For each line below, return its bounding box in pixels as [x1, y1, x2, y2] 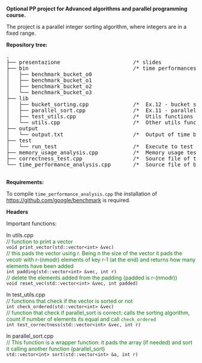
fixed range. [6, 29, 36, 37]
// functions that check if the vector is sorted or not [6, 297, 133, 305]
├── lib [6, 95, 29, 102]
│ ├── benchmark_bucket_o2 [6, 83, 92, 90]
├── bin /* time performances [6, 65, 197, 72]
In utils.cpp [6, 232, 34, 238]
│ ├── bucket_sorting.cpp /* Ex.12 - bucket [6, 101, 191, 108]
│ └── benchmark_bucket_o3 [6, 89, 92, 96]
